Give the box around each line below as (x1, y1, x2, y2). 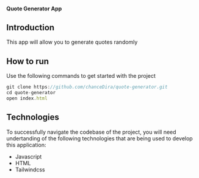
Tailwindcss (15, 166, 45, 173)
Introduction (6, 22, 55, 33)
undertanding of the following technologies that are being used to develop (6, 134, 194, 142)
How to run (6, 56, 49, 66)
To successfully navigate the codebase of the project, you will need (6, 128, 176, 135)
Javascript (15, 152, 42, 160)
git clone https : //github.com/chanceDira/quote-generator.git (6, 84, 168, 91)
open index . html (6, 95, 48, 101)
